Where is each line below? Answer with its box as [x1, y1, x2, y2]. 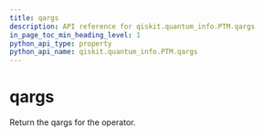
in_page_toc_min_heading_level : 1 [9, 30, 142, 39]
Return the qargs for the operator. [9, 117, 136, 128]
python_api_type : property [9, 38, 112, 48]
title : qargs [9, 13, 59, 23]
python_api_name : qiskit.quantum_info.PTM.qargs [9, 47, 198, 57]
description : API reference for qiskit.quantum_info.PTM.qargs [9, 22, 256, 31]
